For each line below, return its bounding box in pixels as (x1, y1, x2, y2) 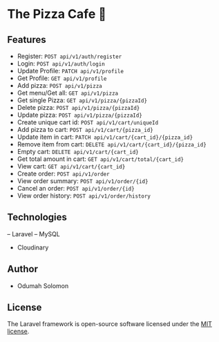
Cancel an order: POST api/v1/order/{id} (17, 184, 135, 192)
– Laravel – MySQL (7, 229, 60, 238)
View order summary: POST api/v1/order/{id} (17, 177, 149, 185)
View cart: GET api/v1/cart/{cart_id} (17, 162, 126, 170)
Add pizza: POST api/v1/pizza (17, 82, 102, 89)
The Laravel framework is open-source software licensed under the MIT (7, 320, 213, 328)
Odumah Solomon (17, 281, 69, 289)
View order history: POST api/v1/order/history (17, 191, 151, 200)
